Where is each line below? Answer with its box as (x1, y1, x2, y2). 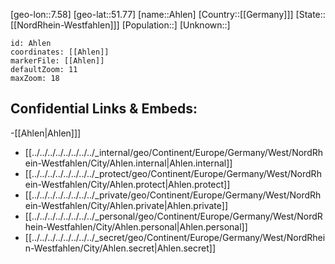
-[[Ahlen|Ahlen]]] (10, 127, 82, 139)
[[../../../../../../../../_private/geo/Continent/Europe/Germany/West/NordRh (24, 189, 322, 201)
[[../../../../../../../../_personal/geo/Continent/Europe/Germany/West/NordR (24, 210, 323, 222)
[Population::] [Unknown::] (121, 19, 231, 31)
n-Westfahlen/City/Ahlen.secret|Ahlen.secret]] (24, 242, 217, 254)
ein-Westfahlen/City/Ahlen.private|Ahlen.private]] (24, 199, 229, 211)
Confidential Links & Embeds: (10, 100, 198, 118)
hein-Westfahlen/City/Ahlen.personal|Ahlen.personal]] (24, 220, 248, 233)
